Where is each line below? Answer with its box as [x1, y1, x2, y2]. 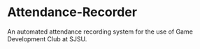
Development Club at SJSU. [7, 34, 87, 43]
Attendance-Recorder [7, 4, 138, 20]
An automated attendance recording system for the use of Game [7, 27, 194, 36]
